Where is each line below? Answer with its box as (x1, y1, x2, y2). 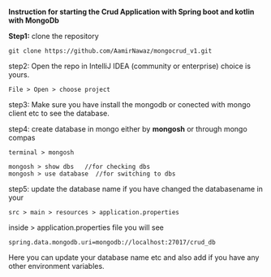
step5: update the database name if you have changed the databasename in (8, 184, 264, 193)
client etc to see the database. (8, 109, 110, 118)
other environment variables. (8, 262, 105, 271)
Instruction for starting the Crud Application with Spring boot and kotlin (8, 7, 255, 16)
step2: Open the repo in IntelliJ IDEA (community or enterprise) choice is (8, 61, 252, 71)
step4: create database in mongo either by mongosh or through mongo (8, 124, 247, 133)
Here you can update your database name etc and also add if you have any (8, 253, 260, 262)
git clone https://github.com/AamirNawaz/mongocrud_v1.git (8, 47, 213, 55)
